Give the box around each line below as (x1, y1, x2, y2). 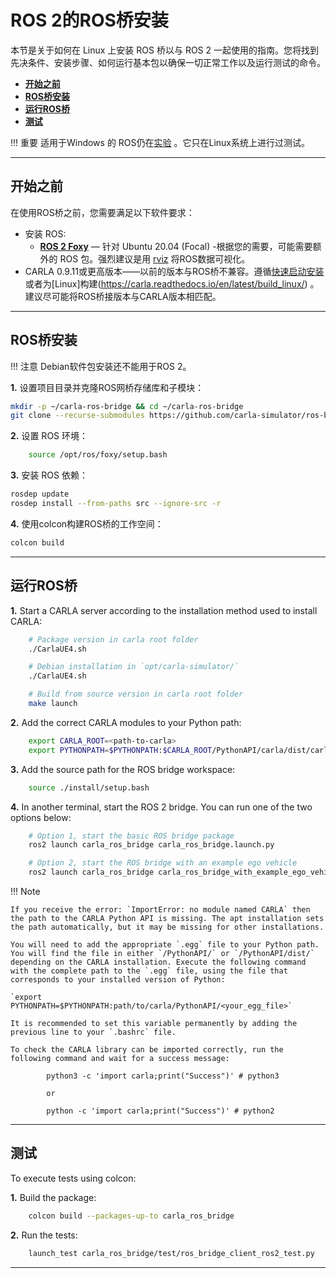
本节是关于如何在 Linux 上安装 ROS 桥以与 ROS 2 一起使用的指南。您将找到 (10, 44, 319, 56)
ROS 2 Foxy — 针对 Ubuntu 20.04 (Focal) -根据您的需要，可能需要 (39, 240, 313, 252)
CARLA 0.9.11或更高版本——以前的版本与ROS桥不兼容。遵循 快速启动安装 (24, 265, 325, 277)
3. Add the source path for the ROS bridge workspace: (10, 763, 236, 775)
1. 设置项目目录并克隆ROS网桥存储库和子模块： (10, 381, 205, 393)
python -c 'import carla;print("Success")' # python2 (46, 1106, 275, 1116)
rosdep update (10, 489, 70, 500)
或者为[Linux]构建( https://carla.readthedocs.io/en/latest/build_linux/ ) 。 (24, 277, 320, 290)
